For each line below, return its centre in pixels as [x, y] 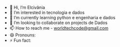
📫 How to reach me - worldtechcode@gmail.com [59, 28]
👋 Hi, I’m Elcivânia [27, 7]
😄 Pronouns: [23, 35]
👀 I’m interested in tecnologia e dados [47, 12]
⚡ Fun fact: [20, 40]
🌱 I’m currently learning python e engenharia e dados [62, 18]
